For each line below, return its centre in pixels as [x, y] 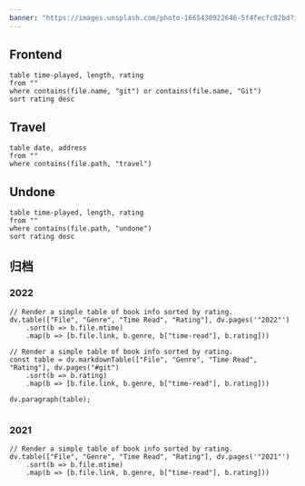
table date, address [49, 148]
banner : [24, 18]
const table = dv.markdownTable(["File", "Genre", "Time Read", [133, 360]
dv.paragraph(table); [50, 399]
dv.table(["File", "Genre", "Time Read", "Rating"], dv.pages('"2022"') [150, 320]
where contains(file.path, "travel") [81, 164]
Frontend [36, 55]
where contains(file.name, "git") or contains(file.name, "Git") [135, 92]
